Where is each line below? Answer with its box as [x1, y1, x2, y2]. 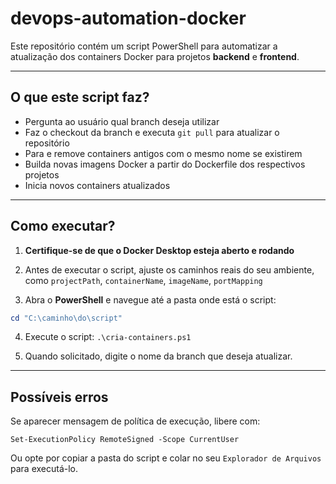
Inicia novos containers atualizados [24, 179, 171, 191]
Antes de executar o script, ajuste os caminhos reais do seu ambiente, [24, 263, 315, 276]
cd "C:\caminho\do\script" [10, 313, 123, 323]
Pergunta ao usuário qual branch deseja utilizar [24, 115, 220, 127]
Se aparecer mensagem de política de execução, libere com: [10, 415, 261, 427]
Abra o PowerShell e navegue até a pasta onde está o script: [24, 293, 277, 306]
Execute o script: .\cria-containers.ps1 [24, 331, 192, 343]
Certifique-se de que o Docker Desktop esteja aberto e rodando [24, 244, 295, 256]
